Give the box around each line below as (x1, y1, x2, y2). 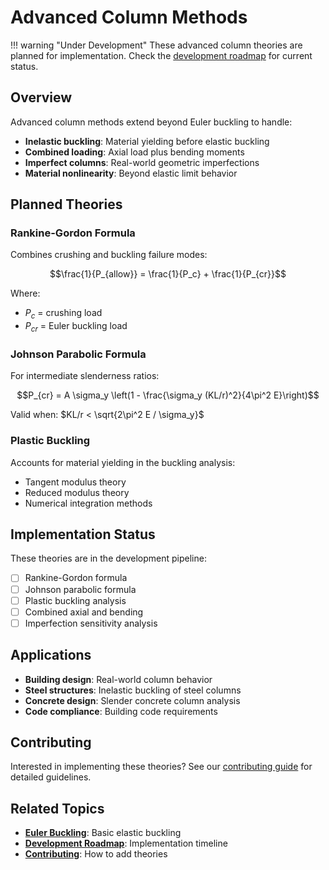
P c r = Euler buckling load (24, 320, 128, 335)
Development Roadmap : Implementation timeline (24, 837, 228, 850)
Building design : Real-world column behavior (24, 673, 213, 685)
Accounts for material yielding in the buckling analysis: (10, 456, 236, 468)
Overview (10, 89, 73, 106)
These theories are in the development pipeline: (10, 552, 207, 565)
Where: (10, 287, 41, 300)
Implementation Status (10, 526, 156, 543)
